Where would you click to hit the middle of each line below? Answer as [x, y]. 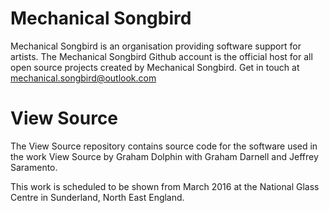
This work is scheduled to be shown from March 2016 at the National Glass [165, 186]
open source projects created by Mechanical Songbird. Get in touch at [155, 67]
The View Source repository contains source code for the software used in [164, 146]
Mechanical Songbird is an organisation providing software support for [156, 46]
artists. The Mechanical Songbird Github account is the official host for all [161, 56]
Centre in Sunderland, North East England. [97, 197]
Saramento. [34, 167]
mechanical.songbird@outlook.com [83, 78]
